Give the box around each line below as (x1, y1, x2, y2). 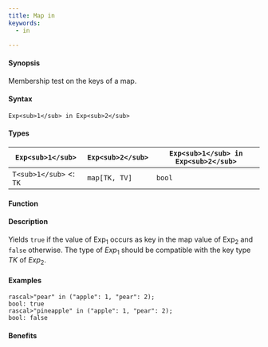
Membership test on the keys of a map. (8, 76, 137, 85)
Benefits (8, 330, 37, 340)
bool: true (8, 300, 45, 308)
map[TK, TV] (87, 173, 133, 182)
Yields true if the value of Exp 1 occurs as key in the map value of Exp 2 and (8, 235, 254, 246)
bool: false (8, 314, 48, 322)
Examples (8, 275, 42, 285)
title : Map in (8, 11, 56, 20)
